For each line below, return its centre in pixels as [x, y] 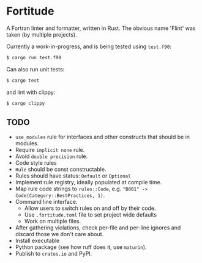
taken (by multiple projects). [42, 34]
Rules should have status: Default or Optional [73, 176]
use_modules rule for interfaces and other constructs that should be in [102, 137]
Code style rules [36, 163]
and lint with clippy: [31, 92]
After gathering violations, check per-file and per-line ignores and [98, 228]
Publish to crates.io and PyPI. [54, 254]
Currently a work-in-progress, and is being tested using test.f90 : [89, 46]
